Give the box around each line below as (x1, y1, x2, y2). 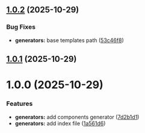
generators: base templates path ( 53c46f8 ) (14, 36, 125, 44)
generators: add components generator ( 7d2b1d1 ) (14, 113, 140, 120)
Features (6, 99, 33, 108)
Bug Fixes (6, 23, 36, 31)
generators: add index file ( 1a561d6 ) (14, 120, 106, 127)
